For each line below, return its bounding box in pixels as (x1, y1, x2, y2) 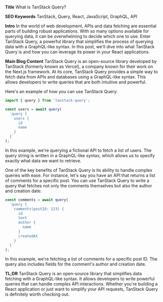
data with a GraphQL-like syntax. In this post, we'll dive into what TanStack (5, 44, 155, 49)
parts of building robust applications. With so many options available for (5, 28, 149, 34)
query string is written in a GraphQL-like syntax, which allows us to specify (5, 152, 155, 158)
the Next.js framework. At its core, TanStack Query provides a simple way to (5, 69, 158, 75)
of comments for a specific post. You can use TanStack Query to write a (5, 178, 149, 183)
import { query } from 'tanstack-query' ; (5, 98, 91, 103)
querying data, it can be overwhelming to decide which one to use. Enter (5, 34, 151, 39)
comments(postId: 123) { (14, 206, 64, 211)
